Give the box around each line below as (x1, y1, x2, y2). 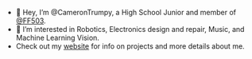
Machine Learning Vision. (15, 33, 99, 42)
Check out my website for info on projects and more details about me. (15, 41, 245, 51)
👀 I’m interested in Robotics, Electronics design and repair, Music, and (15, 25, 245, 33)
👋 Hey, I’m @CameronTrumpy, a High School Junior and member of (15, 8, 237, 17)
